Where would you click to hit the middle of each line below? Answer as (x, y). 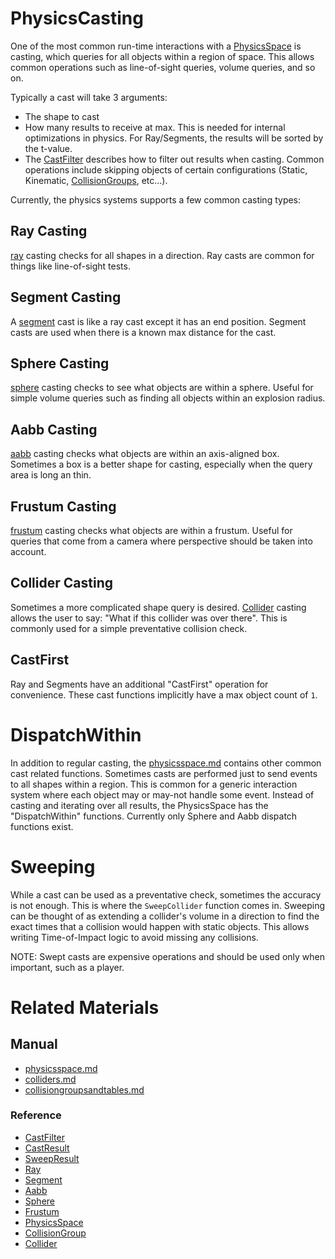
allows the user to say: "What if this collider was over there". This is (149, 618)
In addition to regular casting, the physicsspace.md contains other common (166, 763)
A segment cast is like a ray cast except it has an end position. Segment (158, 321)
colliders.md (50, 1079)
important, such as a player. (67, 967)
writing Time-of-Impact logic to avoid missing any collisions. (134, 937)
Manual (34, 1044)
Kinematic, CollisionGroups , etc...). (96, 180)
